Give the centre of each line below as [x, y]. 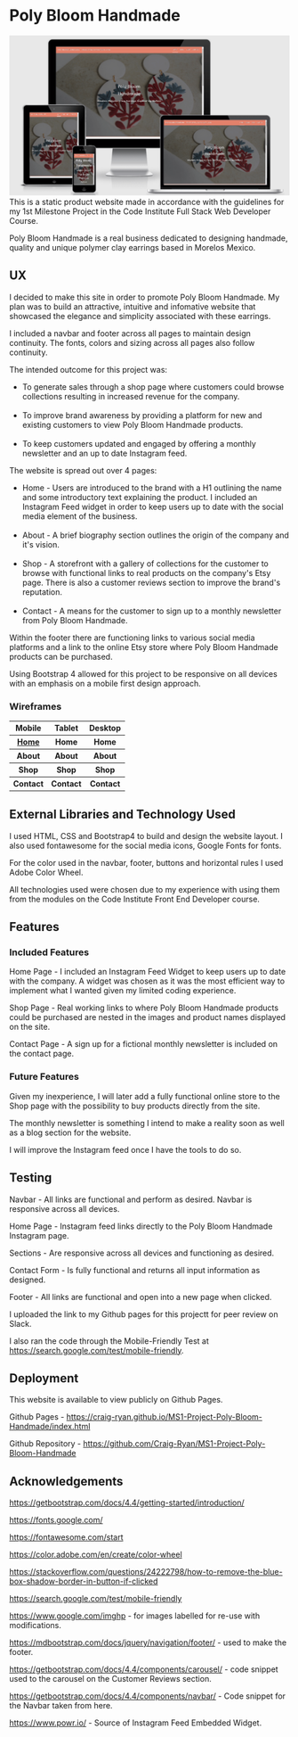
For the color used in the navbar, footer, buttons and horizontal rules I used [146, 862]
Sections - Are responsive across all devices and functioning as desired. [142, 1253]
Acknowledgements [66, 1481]
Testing [31, 1178]
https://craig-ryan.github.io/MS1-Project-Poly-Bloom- [164, 1417]
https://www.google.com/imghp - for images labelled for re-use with [135, 1616]
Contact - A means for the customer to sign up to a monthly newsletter [152, 611]
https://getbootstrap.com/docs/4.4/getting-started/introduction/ [127, 1502]
